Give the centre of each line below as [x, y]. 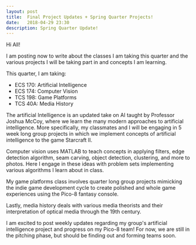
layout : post [22, 11]
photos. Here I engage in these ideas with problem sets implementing [90, 164]
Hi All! [13, 45]
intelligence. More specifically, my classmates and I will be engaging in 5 [94, 127]
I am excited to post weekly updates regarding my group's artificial [87, 223]
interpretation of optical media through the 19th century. [74, 212]
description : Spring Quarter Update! [52, 28]
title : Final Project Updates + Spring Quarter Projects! [80, 17]
